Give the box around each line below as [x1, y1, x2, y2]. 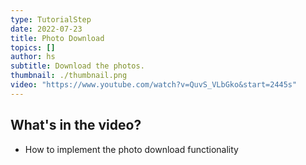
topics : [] [10, 42, 56, 53]
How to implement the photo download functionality [24, 143, 239, 155]
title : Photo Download [10, 33, 105, 43]
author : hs [10, 52, 56, 62]
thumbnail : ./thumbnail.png [10, 71, 128, 81]
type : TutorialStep [10, 14, 92, 25]
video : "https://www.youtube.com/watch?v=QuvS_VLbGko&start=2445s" [10, 80, 298, 90]
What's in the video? [10, 117, 142, 134]
